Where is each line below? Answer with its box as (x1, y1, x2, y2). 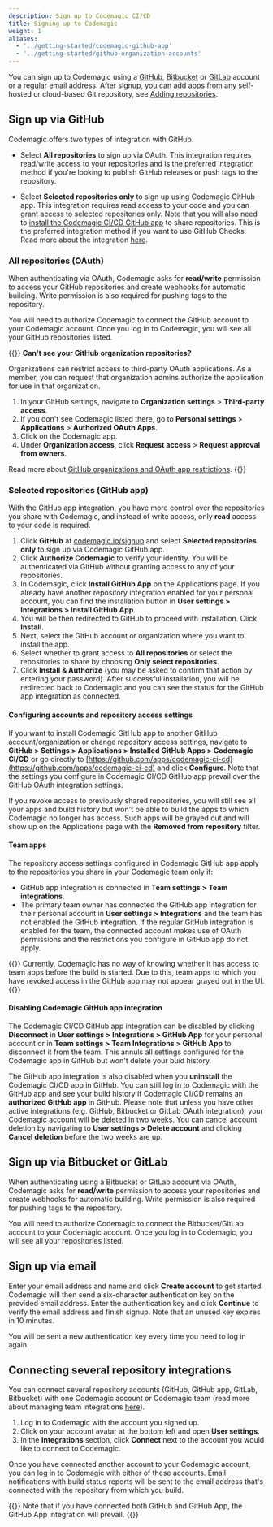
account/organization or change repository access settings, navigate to (8, 737, 248, 746)
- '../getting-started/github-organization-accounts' (15, 50, 201, 58)
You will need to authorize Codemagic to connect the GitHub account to (8, 315, 249, 325)
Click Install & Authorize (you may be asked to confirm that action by (19, 665, 253, 675)
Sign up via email (8, 1260, 97, 1274)
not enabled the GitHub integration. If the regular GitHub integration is (19, 917, 254, 927)
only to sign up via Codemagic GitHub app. (19, 545, 165, 555)
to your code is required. (8, 521, 91, 530)
